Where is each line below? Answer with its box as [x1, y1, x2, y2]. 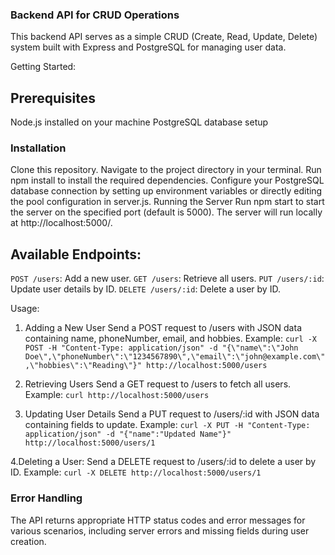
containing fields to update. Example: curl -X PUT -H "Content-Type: [24, 419, 311, 431]
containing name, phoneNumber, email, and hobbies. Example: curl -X [24, 333, 318, 345]
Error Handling [10, 491, 83, 505]
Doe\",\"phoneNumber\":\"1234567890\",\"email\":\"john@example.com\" [24, 352, 326, 362]
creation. [10, 535, 47, 547]
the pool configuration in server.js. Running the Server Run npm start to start [10, 196, 325, 208]
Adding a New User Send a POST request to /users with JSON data [24, 322, 302, 334]
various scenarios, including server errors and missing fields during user [10, 524, 310, 537]
